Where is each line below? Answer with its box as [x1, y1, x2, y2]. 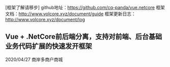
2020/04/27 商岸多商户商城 [5, 56, 63, 62]
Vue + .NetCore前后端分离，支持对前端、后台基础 [5, 32, 162, 41]
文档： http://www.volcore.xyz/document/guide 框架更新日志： [5, 11, 136, 17]
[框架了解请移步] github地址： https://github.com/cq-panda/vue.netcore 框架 [5, 5, 165, 10]
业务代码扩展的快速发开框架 [5, 42, 92, 51]
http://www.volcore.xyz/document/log [5, 17, 85, 22]
